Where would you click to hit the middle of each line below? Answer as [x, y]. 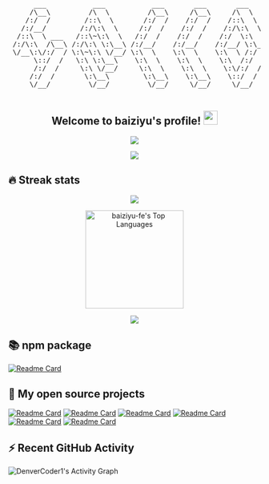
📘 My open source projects [77, 394]
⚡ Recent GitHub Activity [71, 448]
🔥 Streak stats [44, 180]
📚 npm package [50, 346]
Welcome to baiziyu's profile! [126, 121]
